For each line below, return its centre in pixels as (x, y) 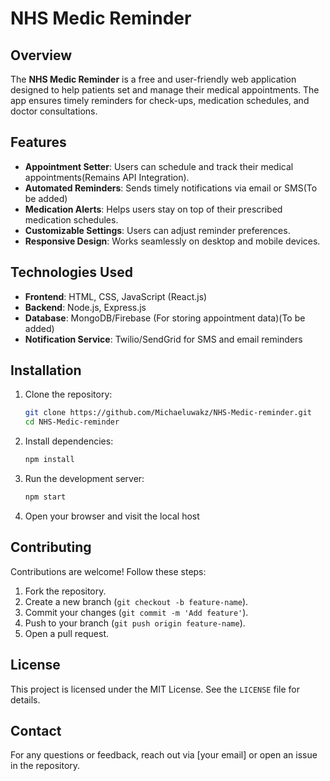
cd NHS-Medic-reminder (72, 422)
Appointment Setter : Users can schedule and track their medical (159, 166)
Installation (46, 370)
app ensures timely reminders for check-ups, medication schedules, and (160, 100)
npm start (45, 497)
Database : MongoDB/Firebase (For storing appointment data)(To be (165, 318)
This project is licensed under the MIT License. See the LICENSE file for (155, 689)
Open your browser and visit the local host (112, 516)
